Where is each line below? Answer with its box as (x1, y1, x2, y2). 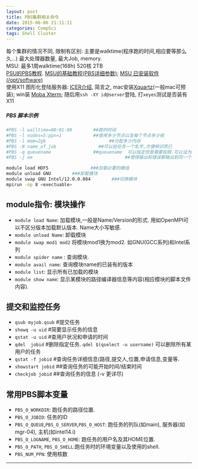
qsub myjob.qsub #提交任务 (14, 319, 80, 326)
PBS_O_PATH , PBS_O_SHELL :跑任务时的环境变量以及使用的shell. (14, 443, 160, 450)
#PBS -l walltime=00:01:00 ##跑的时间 (6, 127, 117, 133)
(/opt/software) (6, 76, 43, 83)
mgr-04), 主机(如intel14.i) (14, 428, 76, 435)
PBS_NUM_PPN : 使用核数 (14, 451, 68, 458)
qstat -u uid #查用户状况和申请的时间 (14, 334, 108, 341)
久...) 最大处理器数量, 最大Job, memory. (6, 55, 102, 62)
